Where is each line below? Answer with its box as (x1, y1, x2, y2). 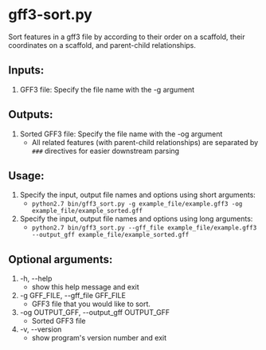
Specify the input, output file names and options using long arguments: (19, 214, 253, 224)
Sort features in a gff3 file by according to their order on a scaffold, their (8, 32, 245, 41)
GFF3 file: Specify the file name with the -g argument (19, 85, 195, 94)
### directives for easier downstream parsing (31, 146, 180, 155)
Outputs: (8, 108, 53, 121)
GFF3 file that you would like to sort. (31, 299, 151, 309)
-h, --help (19, 273, 53, 284)
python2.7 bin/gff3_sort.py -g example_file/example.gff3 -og (31, 200, 243, 208)
